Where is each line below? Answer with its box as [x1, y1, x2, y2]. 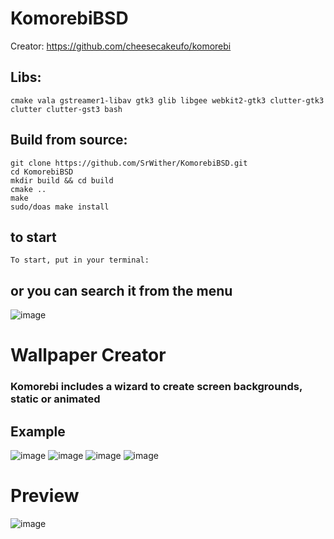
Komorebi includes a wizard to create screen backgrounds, [10, 380, 303, 394]
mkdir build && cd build [10, 175, 114, 186]
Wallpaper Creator [10, 344, 167, 367]
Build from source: [10, 132, 128, 149]
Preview [10, 485, 80, 507]
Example [10, 423, 66, 440]
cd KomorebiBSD [10, 167, 74, 177]
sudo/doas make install [10, 202, 110, 212]
